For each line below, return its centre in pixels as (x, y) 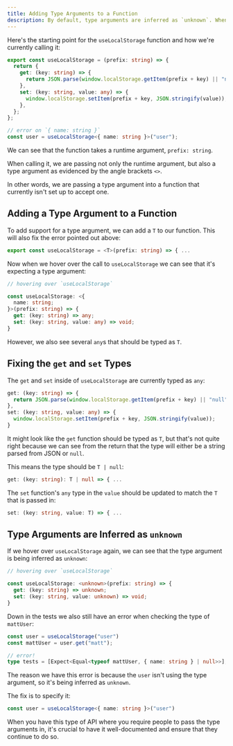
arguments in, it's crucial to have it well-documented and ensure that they (113, 729)
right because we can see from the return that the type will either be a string (116, 446)
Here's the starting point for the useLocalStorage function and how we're (111, 40)
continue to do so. (33, 737)
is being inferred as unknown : (48, 559)
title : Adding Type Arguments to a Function (72, 14)
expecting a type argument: (47, 271)
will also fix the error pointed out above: (64, 237)
